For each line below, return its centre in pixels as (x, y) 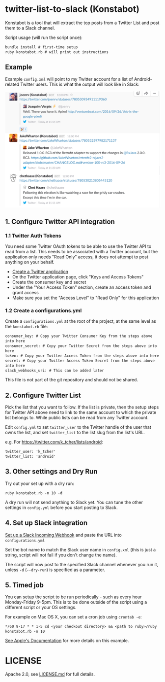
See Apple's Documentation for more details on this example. (67, 641)
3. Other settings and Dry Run (51, 472)
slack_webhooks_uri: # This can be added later (55, 371)
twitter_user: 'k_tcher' (30, 452)
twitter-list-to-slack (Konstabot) (72, 9)
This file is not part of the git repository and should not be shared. (72, 380)
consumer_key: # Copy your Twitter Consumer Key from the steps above (79, 336)
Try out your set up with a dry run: (40, 483)
